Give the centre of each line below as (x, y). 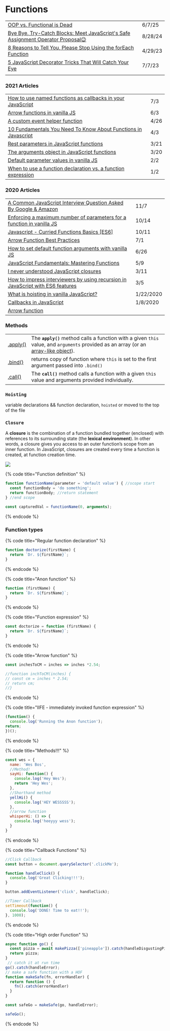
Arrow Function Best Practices (44, 240)
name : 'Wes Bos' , (28, 765)
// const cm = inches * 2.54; (37, 678)
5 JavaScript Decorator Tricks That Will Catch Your (68, 62)
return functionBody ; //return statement (54, 493)
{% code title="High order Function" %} (47, 935)
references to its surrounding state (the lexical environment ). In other (78, 439)
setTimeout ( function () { (31, 906)
